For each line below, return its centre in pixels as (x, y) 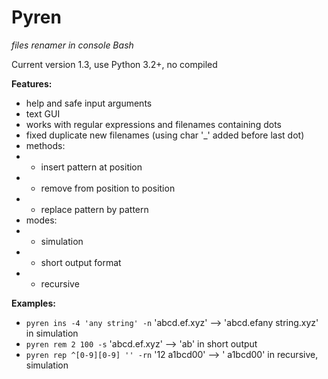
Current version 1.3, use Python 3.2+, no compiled (114, 64)
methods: (45, 145)
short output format (81, 262)
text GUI (43, 113)
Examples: (33, 303)
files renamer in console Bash (72, 45)
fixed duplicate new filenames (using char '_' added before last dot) (165, 135)
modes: (41, 220)
